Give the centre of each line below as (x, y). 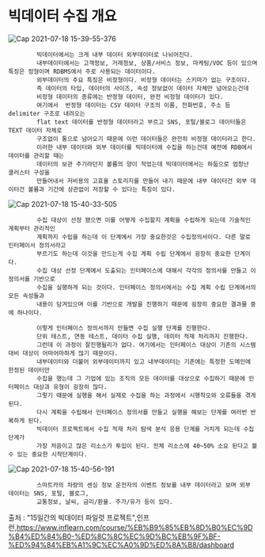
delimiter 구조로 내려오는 (47, 113)
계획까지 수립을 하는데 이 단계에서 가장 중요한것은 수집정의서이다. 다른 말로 (144, 237)
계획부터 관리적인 (32, 228)
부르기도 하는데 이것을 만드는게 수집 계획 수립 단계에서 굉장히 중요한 (134, 254)
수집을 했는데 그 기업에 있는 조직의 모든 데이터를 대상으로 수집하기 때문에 (141, 378)
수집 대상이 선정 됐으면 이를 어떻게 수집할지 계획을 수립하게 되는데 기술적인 (144, 220)
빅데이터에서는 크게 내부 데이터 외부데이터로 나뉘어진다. (115, 55)
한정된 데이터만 (29, 370)
